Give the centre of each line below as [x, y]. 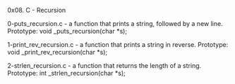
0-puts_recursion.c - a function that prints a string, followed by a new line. [115, 23]
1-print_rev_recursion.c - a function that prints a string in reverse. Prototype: [118, 44]
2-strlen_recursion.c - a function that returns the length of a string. [104, 65]
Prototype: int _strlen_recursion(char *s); [66, 73]
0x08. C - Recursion [37, 10]
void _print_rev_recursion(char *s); [58, 52]
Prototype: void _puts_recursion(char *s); [67, 31]
